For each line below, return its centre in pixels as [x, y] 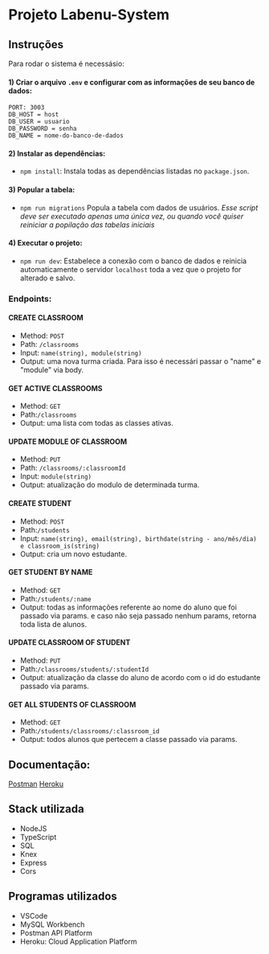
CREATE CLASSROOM [46, 318]
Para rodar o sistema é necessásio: [66, 63]
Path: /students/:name [55, 598]
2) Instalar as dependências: [57, 153]
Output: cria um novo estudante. [73, 554]
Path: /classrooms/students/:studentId [84, 669]
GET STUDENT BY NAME [51, 573]
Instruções [36, 45]
